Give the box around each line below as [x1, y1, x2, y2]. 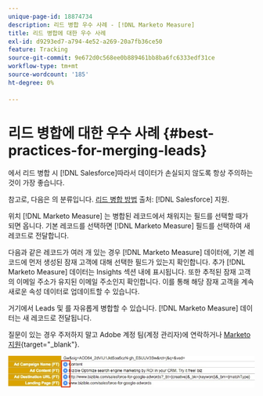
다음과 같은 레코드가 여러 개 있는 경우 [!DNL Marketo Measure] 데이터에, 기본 [8, 248, 247, 257]
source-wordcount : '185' [8, 71, 89, 78]
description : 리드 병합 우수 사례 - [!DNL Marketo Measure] [8, 20, 196, 29]
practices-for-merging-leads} [8, 141, 207, 159]
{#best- [163, 124, 214, 142]
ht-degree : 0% [8, 78, 55, 86]
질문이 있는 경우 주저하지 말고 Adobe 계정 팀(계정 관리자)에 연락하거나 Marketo [8, 330, 251, 340]
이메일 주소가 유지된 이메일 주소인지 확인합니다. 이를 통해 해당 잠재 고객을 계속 [16, 277, 254, 286]
